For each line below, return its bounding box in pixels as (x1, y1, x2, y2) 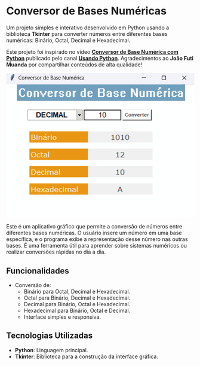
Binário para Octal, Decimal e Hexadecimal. (23, 288, 131, 295)
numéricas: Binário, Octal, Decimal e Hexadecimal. (6, 36, 131, 44)
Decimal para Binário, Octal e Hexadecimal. (23, 300, 131, 307)
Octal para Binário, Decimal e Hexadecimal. (23, 294, 131, 301)
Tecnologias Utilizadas (6, 331, 93, 341)
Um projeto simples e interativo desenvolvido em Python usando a (6, 24, 170, 31)
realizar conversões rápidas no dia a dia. (6, 248, 106, 255)
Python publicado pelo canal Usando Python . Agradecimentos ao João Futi (6, 54, 194, 62)
